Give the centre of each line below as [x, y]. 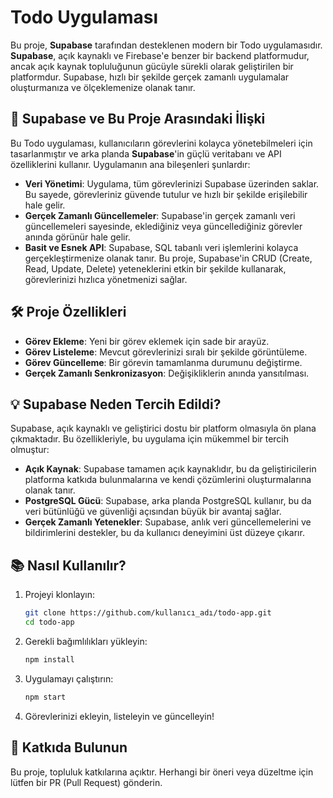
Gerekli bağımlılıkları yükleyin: [86, 641]
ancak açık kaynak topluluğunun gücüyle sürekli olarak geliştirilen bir [152, 66]
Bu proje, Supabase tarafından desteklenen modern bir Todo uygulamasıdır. [166, 45]
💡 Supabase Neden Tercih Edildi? [116, 404]
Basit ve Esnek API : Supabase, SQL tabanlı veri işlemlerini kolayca [161, 247]
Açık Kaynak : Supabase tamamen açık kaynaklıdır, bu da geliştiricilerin [170, 469]
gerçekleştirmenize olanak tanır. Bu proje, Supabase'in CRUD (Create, [168, 258]
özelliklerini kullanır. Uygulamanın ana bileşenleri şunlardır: [130, 164]
